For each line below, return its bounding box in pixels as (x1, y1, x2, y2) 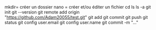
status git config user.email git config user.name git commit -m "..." (4, 19, 139, 25)
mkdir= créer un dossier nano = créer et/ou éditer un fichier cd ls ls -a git (4, 4, 151, 10)
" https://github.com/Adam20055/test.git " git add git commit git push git (4, 15, 148, 20)
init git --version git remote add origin (4, 9, 80, 15)
